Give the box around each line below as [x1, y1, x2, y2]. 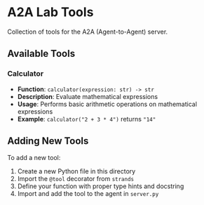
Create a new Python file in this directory [17, 167, 136, 176]
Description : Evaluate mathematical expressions [17, 92, 158, 100]
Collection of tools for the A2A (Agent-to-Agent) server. [7, 27, 168, 36]
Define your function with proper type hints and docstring [17, 182, 184, 190]
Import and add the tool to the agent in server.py [17, 190, 159, 198]
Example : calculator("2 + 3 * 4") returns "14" [17, 114, 156, 123]
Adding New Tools [7, 135, 89, 147]
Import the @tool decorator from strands [17, 175, 135, 183]
